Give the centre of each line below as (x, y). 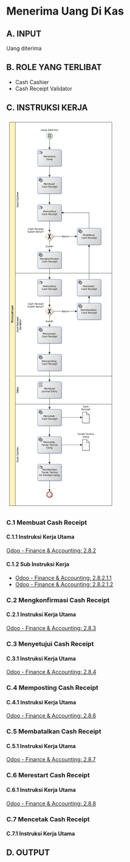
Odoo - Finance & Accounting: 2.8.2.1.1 (63, 578)
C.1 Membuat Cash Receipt (47, 522)
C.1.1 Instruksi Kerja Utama (40, 537)
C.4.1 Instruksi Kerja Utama (41, 702)
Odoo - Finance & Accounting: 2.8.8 (51, 803)
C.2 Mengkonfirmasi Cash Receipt (58, 600)
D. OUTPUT (28, 853)
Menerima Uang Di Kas (65, 11)
